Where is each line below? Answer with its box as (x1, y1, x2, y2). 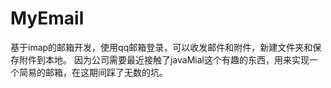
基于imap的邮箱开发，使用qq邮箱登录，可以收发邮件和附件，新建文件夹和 (10, 41, 313, 53)
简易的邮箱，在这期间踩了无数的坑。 (18, 66, 168, 78)
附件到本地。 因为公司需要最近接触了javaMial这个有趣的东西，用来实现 (18, 53, 310, 66)
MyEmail (10, 7, 85, 30)
